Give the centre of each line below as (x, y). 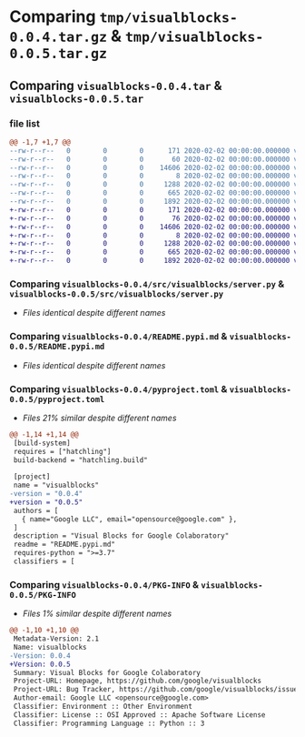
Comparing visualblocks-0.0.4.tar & (116, 85)
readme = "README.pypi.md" (64, 545)
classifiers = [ (44, 561)
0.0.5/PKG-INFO (43, 595)
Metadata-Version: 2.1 (56, 639)
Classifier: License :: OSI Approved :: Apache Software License (139, 715)
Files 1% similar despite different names (97, 614)
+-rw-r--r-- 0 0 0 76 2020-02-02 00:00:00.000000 (150, 218)
